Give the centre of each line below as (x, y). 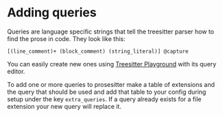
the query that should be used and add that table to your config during (107, 92)
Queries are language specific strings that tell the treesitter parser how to (111, 31)
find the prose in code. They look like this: (66, 38)
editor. (16, 71)
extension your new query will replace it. (64, 106)
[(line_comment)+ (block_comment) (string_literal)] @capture (98, 51)
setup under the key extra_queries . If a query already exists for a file (104, 99)
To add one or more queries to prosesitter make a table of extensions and (111, 84)
